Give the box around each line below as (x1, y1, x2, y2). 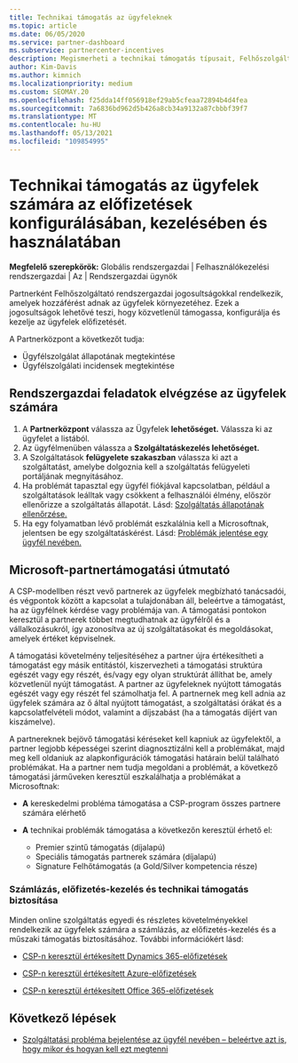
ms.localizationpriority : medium (9, 79, 133, 88)
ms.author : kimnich (9, 71, 82, 80)
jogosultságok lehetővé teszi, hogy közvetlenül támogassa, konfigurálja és (9, 307, 281, 317)
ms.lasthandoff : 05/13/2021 (9, 129, 114, 138)
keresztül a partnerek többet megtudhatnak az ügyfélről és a (9, 614, 231, 625)
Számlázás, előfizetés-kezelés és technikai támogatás (9, 883, 249, 896)
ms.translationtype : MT (9, 112, 98, 121)
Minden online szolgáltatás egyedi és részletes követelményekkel (9, 915, 248, 925)
